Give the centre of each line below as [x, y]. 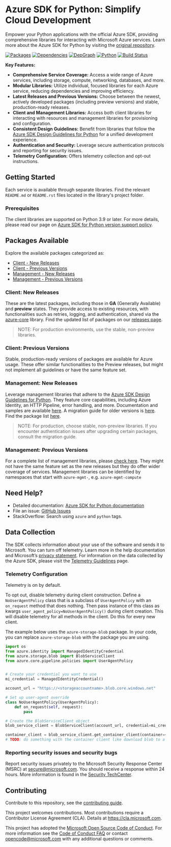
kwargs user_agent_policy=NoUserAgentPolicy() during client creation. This [84, 611]
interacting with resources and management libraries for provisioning [85, 118]
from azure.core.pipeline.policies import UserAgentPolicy [69, 661]
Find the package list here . [33, 416]
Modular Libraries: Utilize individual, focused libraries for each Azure [85, 86]
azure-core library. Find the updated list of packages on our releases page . [84, 320]
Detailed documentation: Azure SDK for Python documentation [78, 505]
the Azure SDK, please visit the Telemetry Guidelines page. [67, 561]
